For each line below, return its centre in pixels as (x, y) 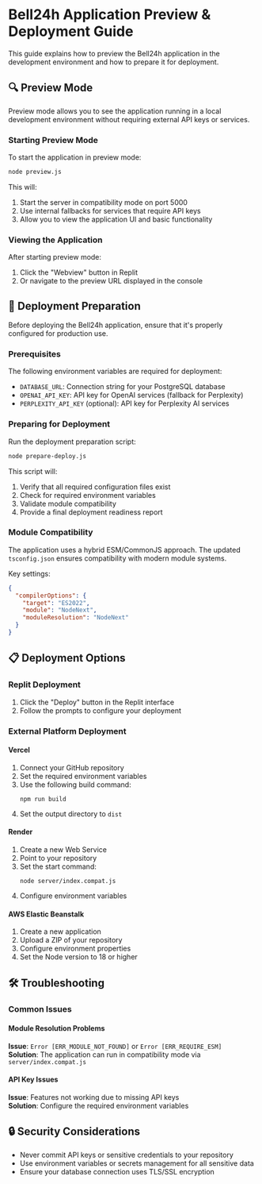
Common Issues (40, 1009)
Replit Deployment (45, 685)
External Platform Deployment (67, 731)
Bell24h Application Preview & (110, 15)
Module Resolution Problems (57, 1028)
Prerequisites (34, 353)
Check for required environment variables (87, 495)
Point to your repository (58, 858)
